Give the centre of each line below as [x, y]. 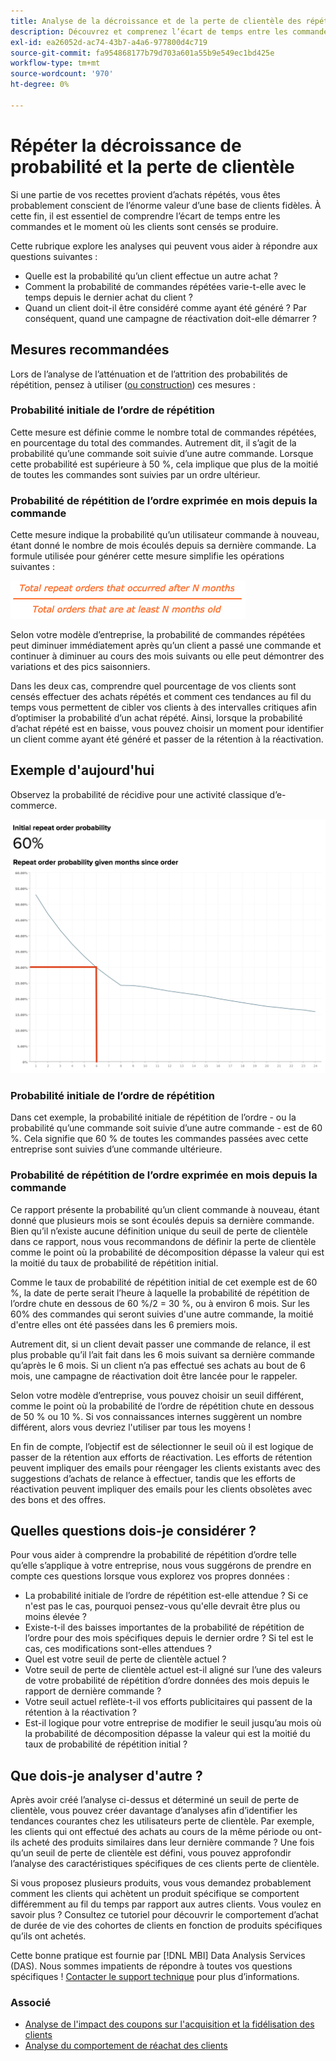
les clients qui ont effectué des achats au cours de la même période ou [156, 1832]
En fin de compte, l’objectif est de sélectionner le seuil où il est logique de [162, 1446]
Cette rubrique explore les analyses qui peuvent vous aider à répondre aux [164, 246]
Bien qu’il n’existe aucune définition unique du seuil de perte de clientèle [159, 1231]
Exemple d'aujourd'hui [82, 770]
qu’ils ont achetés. [48, 1936]
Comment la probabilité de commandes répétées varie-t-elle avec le [165, 286]
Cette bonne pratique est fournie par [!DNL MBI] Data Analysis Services [158, 1956]
